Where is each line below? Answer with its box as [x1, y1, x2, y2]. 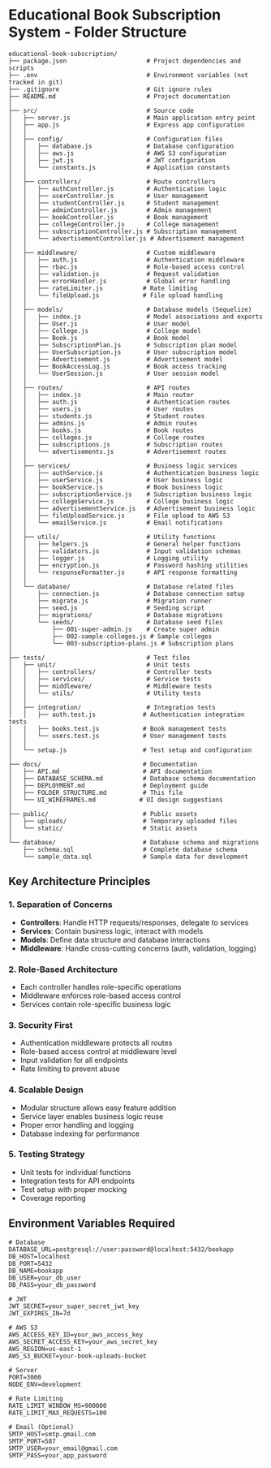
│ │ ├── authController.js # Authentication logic [8, 184, 227, 192]
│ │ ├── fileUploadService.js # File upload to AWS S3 [8, 512, 230, 520]
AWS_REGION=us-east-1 [8, 1345, 82, 1353]
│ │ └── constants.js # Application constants [8, 163, 230, 171]
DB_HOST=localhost [8, 1252, 71, 1260]
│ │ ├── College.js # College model [8, 326, 201, 335]
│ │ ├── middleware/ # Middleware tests [8, 682, 213, 690]
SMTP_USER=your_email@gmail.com [8, 1444, 118, 1453]
